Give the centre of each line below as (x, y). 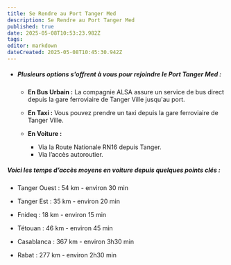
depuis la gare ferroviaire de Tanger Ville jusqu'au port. (106, 99)
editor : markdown (32, 46)
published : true (31, 26)
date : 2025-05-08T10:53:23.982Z (54, 33)
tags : (15, 40)
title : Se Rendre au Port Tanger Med (62, 14)
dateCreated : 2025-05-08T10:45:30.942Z (65, 53)
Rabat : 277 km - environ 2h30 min (67, 255)
